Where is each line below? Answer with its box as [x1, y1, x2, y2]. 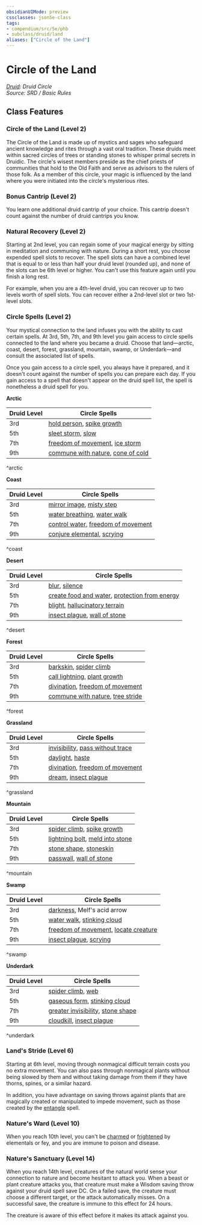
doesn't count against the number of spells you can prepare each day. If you [6, 370, 196, 377]
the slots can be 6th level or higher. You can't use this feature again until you [6, 267, 196, 274]
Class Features [6, 107, 64, 117]
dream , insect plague [48, 773, 108, 781]
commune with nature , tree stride [48, 692, 142, 700]
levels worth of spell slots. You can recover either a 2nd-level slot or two [6, 291, 185, 299]
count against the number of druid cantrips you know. [6, 212, 139, 219]
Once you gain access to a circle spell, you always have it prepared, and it [6, 363, 190, 371]
